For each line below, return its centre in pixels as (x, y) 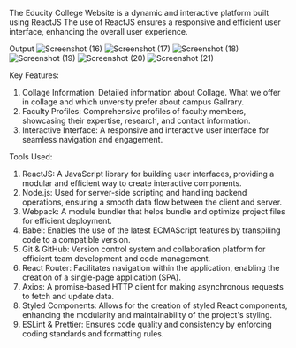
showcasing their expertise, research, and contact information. (136, 120)
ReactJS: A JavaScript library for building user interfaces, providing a (148, 174)
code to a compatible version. (76, 240)
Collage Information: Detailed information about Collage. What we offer (151, 93)
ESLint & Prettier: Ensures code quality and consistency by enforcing (147, 324)
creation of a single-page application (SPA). (101, 277)
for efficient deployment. (67, 221)
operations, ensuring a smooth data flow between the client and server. (152, 202)
